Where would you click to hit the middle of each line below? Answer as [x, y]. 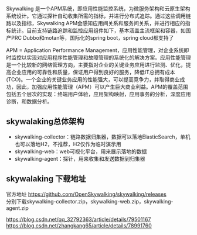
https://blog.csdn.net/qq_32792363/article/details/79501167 [79, 219]
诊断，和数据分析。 [29, 101]
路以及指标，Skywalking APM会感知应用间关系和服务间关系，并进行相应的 [96, 23]
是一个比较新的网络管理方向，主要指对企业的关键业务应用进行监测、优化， [96, 65]
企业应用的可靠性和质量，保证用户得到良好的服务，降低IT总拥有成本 [93, 72]
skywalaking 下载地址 [46, 179]
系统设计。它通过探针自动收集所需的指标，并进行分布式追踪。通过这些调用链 [98, 16]
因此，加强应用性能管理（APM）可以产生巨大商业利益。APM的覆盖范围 [102, 87]
